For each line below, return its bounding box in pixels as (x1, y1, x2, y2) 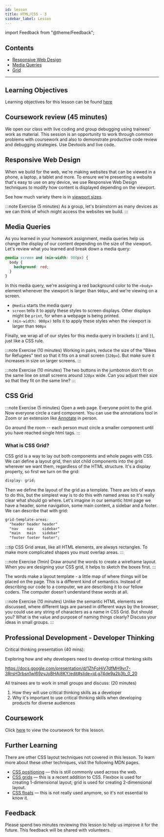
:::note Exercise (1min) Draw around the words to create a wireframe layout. (5, 559, 157, 565)
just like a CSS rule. (5, 338, 44, 344)
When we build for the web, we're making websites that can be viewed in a (5, 169, 156, 175)
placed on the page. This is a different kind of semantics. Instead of (5, 579, 141, 585)
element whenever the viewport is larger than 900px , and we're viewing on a (5, 287, 158, 293)
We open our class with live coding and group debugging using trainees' (5, 126, 151, 132)
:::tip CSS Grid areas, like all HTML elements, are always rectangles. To (5, 544, 148, 550)
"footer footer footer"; (9, 535, 60, 540)
